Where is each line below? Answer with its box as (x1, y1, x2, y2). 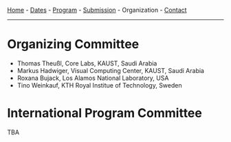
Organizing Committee (7, 37, 140, 52)
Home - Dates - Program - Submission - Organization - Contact (7, 6, 187, 14)
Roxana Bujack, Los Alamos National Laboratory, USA (16, 74, 169, 82)
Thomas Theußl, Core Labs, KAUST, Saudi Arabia (16, 59, 157, 68)
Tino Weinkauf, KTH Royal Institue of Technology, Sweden (16, 81, 182, 89)
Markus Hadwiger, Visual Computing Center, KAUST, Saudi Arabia (16, 66, 205, 74)
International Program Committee (7, 105, 203, 121)
